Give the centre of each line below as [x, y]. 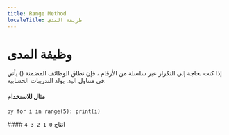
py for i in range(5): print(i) [54, 111]
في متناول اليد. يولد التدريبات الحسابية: [57, 81]
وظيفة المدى [40, 54]
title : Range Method [37, 13]
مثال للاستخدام [26, 97]
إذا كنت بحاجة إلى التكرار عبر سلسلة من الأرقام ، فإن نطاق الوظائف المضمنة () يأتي [114, 73]
